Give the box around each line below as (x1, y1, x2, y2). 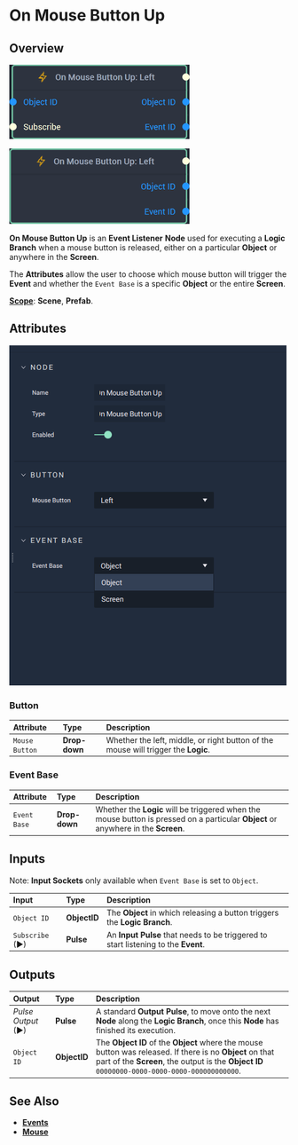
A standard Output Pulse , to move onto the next (96, 1006, 271, 1016)
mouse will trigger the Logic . (106, 744, 210, 754)
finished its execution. (96, 1024, 176, 1035)
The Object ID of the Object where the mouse (96, 1038, 263, 1048)
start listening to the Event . (106, 938, 206, 950)
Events (21, 1117, 49, 1128)
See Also (9, 1094, 59, 1109)
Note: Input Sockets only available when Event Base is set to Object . (9, 875, 259, 886)
